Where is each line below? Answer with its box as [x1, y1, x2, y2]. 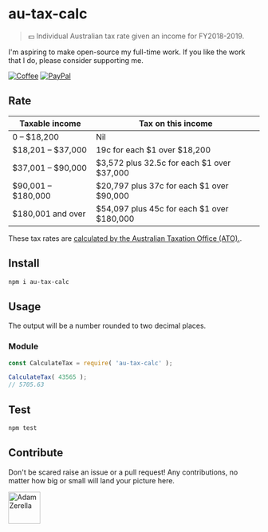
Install [8, 257, 40, 270]
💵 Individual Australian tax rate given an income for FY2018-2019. [27, 31, 245, 41]
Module [8, 341, 38, 352]
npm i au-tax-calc [8, 278, 69, 286]
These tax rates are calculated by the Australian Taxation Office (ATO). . [8, 233, 242, 243]
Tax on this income [139, 117, 213, 128]
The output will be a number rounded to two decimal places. [8, 321, 207, 331]
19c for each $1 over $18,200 [95, 144, 211, 156]
